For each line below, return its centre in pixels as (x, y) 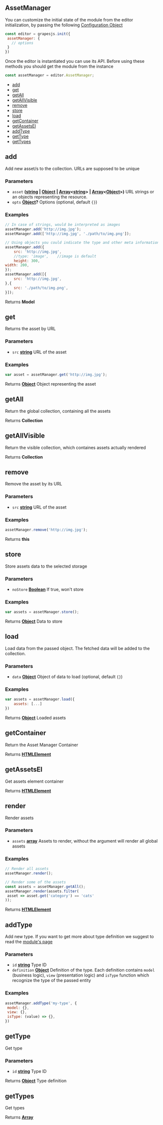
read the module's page (29, 942)
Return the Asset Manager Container (42, 745)
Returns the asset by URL (30, 329)
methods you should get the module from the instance (59, 66)
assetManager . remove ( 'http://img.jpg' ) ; (47, 530)
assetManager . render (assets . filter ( (42, 891)
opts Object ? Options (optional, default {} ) (55, 202)
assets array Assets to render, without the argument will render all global (85, 841)
